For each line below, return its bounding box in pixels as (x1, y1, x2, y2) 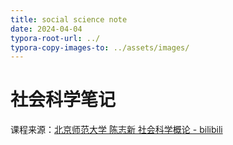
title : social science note (10, 14, 128, 25)
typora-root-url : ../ (10, 33, 101, 43)
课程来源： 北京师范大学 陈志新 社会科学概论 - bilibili (10, 124, 223, 136)
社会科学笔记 (10, 89, 117, 111)
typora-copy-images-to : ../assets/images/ (10, 42, 190, 53)
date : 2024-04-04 (10, 24, 83, 34)
